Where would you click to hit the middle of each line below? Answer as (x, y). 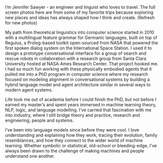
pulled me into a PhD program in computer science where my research (77, 74)
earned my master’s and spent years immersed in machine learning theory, (81, 105)
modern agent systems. (29, 90)
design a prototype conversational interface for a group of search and (76, 53)
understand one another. (30, 156)
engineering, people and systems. (40, 120)
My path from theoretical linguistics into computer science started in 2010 (80, 32)
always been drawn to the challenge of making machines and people (75, 151)
